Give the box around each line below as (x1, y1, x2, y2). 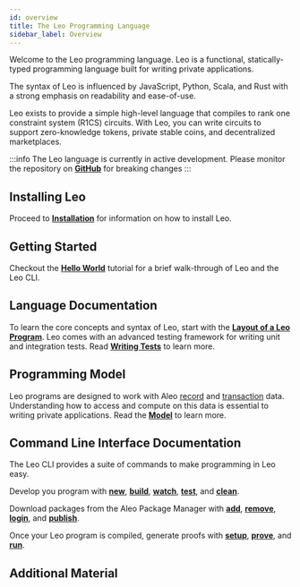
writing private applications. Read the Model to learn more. (9, 409, 227, 421)
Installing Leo (9, 189, 87, 204)
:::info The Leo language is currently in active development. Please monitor (9, 154, 286, 165)
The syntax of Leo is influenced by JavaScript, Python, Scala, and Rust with (9, 81, 288, 92)
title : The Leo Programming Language (9, 21, 150, 30)
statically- (247, 55, 284, 65)
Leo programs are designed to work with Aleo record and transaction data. (9, 390, 285, 401)
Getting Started (9, 239, 98, 254)
